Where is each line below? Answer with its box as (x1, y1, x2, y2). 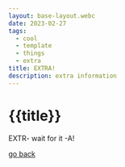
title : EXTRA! (8, 65, 56, 73)
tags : (8, 27, 27, 35)
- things (15, 49, 45, 57)
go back (8, 148, 36, 158)
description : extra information (8, 72, 117, 80)
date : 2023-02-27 (8, 19, 67, 27)
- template (15, 42, 52, 50)
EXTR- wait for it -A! (8, 133, 75, 143)
